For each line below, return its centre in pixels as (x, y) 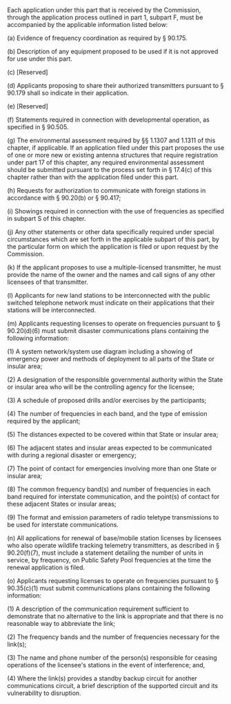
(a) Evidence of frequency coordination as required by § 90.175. (97, 38)
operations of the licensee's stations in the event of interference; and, (106, 665)
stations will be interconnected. (52, 310)
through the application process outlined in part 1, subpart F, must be (105, 17)
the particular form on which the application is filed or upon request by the (113, 247)
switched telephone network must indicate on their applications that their (111, 303)
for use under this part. (40, 59)
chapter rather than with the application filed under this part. (93, 177)
